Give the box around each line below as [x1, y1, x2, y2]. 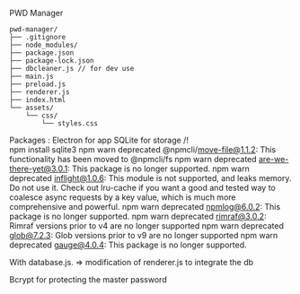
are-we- [259, 154, 289, 164]
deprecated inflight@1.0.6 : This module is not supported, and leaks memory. [9, 173, 292, 183]
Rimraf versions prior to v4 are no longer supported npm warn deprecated [9, 220, 285, 231]
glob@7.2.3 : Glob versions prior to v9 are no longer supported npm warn [9, 230, 278, 240]
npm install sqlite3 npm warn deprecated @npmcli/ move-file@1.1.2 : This [9, 144, 277, 155]
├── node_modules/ [9, 40, 78, 49]
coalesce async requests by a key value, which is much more [9, 192, 236, 203]
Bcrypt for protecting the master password [9, 274, 168, 285]
